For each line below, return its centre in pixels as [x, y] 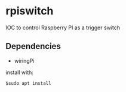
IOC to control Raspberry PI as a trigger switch [63, 27]
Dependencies [33, 46]
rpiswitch [30, 11]
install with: [20, 72]
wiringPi [24, 60]
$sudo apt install [28, 83]
